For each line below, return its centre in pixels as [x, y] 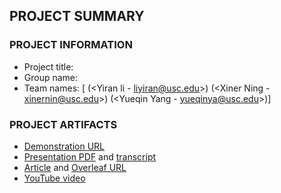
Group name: [51, 77]
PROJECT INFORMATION [71, 45]
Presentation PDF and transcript [90, 156]
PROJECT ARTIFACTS [63, 124]
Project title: [48, 66]
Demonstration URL [64, 146]
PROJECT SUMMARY [77, 16]
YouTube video [54, 178]
